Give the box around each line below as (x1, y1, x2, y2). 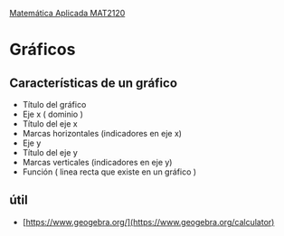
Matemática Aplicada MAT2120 (9, 8, 126, 18)
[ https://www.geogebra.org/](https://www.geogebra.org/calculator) (22, 216, 275, 227)
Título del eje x (22, 118, 79, 129)
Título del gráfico (22, 99, 87, 109)
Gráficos (9, 40, 76, 60)
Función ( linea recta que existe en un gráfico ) (22, 166, 197, 177)
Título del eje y (22, 147, 79, 157)
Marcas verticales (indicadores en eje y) (22, 157, 173, 167)
